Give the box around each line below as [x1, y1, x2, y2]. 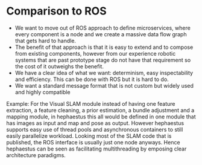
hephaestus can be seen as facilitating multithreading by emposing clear [6, 145, 187, 152]
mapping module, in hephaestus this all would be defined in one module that [6, 113, 196, 120]
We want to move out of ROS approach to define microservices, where [14, 24, 191, 31]
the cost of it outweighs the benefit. [14, 62, 104, 70]
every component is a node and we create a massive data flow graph [14, 30, 187, 37]
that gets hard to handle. [14, 37, 77, 44]
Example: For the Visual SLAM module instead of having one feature [6, 100, 176, 107]
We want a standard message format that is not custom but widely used [14, 82, 194, 89]
